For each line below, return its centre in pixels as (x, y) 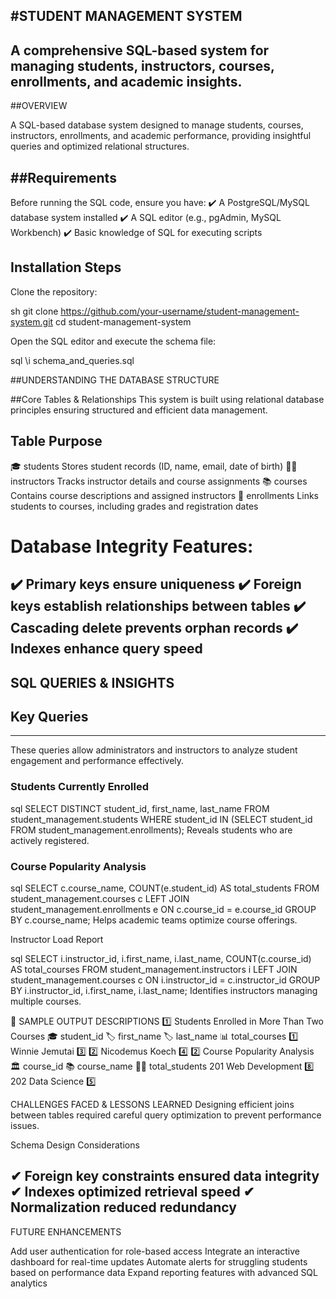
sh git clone (34, 311)
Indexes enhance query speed (106, 649)
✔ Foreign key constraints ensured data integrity (165, 1176)
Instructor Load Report (57, 940)
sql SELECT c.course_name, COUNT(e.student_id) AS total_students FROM (165, 888)
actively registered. (50, 840)
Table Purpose (56, 441)
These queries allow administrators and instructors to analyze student (154, 750)
